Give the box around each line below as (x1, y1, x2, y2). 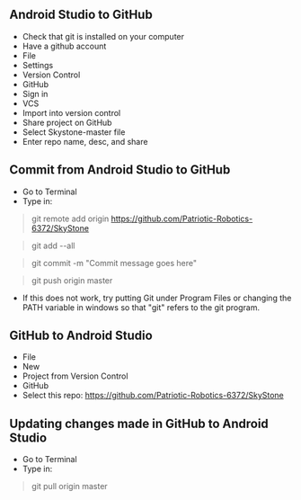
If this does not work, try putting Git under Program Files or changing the (22, 292, 292, 303)
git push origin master (31, 274, 113, 286)
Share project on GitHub (22, 117, 112, 128)
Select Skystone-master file (22, 126, 126, 138)
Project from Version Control (22, 371, 128, 381)
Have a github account (22, 40, 107, 51)
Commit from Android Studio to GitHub (9, 162, 231, 178)
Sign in (22, 88, 49, 99)
